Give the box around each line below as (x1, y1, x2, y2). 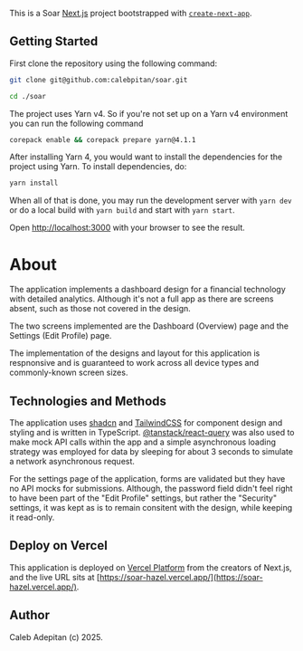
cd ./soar (9, 91, 47, 101)
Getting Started (9, 34, 99, 49)
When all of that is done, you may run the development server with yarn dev (9, 195, 292, 206)
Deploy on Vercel (9, 538, 109, 553)
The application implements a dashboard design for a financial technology (9, 284, 287, 295)
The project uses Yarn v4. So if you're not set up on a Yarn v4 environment (9, 108, 289, 119)
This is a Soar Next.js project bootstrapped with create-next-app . (9, 8, 252, 18)
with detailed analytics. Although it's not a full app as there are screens (9, 293, 274, 304)
